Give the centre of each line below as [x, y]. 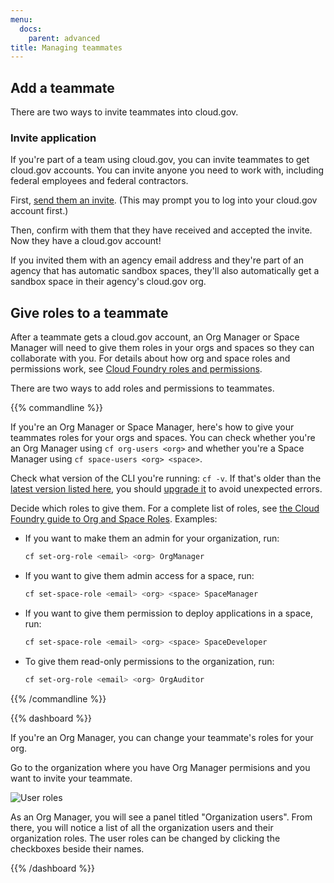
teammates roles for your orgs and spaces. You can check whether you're [163, 438]
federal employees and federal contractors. [99, 181]
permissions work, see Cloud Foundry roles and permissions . [136, 369]
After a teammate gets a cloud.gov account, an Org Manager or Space [155, 337]
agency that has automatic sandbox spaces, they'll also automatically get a [165, 271]
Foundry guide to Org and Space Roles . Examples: [114, 519]
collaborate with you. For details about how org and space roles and [150, 358]
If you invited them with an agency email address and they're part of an [157, 260]
